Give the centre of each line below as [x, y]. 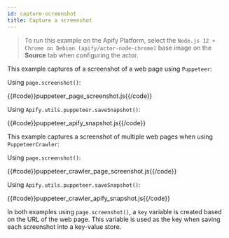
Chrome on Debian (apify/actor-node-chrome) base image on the [118, 48]
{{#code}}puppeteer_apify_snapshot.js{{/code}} [76, 122]
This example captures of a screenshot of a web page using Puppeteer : [110, 69]
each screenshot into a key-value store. [64, 226]
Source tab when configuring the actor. [81, 55]
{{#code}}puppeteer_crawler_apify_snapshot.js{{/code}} [89, 198]
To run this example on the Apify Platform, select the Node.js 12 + [120, 40]
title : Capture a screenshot [50, 20]
